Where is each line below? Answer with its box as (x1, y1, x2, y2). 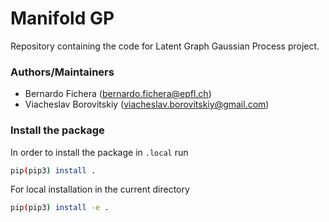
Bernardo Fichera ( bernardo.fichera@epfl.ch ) (24, 88, 212, 100)
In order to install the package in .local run (10, 146, 189, 158)
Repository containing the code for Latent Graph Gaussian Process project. (10, 40, 320, 52)
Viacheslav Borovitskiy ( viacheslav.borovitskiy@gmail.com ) (24, 98, 270, 111)
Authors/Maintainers (10, 65, 115, 79)
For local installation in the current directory (10, 183, 190, 196)
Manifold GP (10, 7, 115, 30)
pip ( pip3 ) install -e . (10, 203, 110, 213)
